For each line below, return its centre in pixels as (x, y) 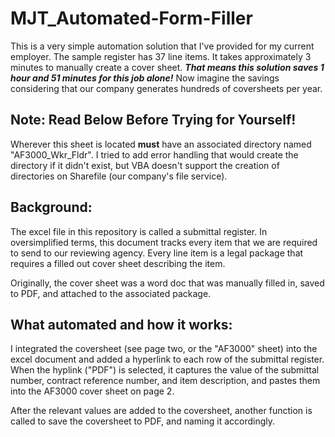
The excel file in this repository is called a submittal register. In (139, 231)
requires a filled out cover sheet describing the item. (118, 263)
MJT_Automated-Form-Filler (131, 18)
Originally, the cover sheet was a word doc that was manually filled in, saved (167, 283)
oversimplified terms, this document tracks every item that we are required (164, 242)
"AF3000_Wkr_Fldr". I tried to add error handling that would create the (154, 154)
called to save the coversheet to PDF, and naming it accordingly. (143, 421)
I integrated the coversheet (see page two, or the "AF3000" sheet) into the (164, 349)
